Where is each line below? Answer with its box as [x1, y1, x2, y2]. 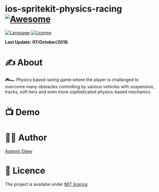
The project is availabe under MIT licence [5, 181, 88, 187]
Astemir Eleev [5, 148, 33, 154]
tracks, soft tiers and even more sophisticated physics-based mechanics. [5, 89, 152, 95]
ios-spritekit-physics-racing [5, 3, 122, 15]
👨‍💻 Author [5, 132, 48, 144]
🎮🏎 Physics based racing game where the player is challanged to [5, 77, 139, 82]
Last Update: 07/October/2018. [5, 39, 69, 45]
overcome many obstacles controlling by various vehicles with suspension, [5, 83, 155, 89]
